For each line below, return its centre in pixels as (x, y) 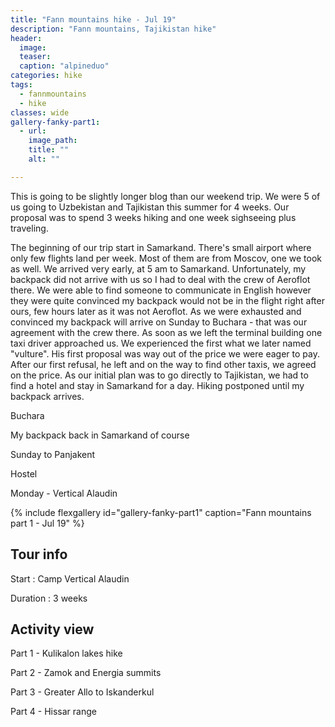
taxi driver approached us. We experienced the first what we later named (161, 343)
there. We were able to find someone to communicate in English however (161, 290)
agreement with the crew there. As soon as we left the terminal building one (166, 332)
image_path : (53, 141)
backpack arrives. (47, 396)
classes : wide (40, 112)
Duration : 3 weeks (49, 598)
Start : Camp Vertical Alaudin (70, 578)
